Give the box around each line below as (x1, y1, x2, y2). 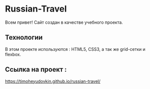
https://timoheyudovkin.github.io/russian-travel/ (5, 78, 101, 84)
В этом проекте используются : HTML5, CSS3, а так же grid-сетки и (5, 46, 146, 52)
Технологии (5, 33, 43, 42)
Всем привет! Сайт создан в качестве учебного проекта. (5, 19, 123, 25)
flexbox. (5, 51, 21, 57)
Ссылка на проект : (5, 65, 67, 74)
